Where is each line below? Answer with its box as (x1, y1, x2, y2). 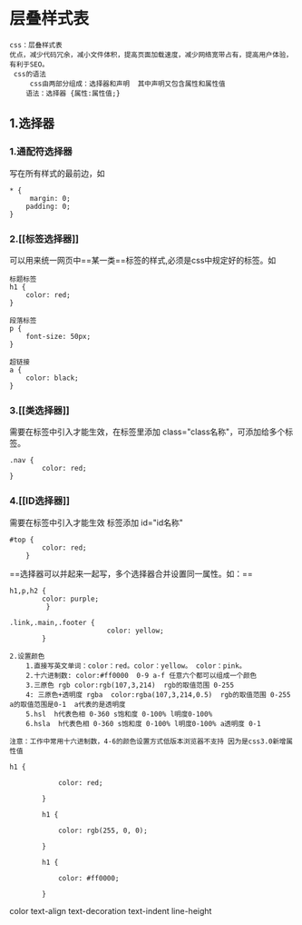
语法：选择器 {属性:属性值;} (25, 88, 121, 98)
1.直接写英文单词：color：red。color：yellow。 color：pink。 (25, 661, 247, 671)
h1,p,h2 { (9, 586, 47, 595)
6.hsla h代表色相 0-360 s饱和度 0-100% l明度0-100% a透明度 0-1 (25, 719, 261, 728)
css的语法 (13, 69, 47, 78)
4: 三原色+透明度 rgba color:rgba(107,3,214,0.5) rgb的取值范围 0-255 (25, 690, 291, 700)
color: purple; (42, 594, 100, 603)
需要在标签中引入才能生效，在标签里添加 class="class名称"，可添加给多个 (9, 426, 286, 437)
